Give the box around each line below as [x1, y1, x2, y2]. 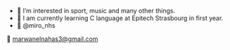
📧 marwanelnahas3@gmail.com [6, 35, 98, 43]
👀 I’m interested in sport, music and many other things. [16, 7, 176, 15]
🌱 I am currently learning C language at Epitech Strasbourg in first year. [16, 14, 224, 22]
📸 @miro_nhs [16, 22, 56, 29]
